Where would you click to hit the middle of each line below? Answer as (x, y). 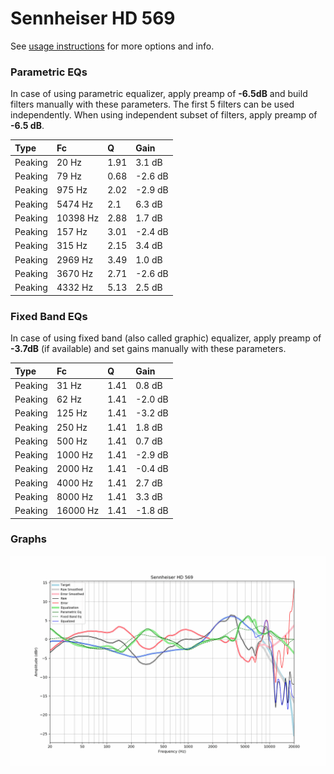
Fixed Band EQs (49, 316)
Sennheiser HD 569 (93, 18)
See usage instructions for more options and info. (112, 46)
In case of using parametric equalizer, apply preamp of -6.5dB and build (159, 94)
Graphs (28, 539)
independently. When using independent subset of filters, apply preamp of (164, 115)
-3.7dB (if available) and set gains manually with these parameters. (148, 349)
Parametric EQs (49, 72)
